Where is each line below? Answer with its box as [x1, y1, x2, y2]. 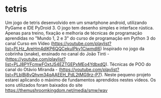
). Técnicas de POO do [105, 61, 151, 67]
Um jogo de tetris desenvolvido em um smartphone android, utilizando [5, 20, 147, 25]
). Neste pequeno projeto [100, 72, 151, 77]
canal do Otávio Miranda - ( [5, 66, 61, 72]
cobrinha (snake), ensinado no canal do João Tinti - [5, 50, 110, 57]
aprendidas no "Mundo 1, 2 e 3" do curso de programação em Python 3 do [5, 35, 156, 41]
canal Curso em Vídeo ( [5, 40, 53, 46]
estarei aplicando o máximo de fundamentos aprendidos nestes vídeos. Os [5, 77, 156, 83]
